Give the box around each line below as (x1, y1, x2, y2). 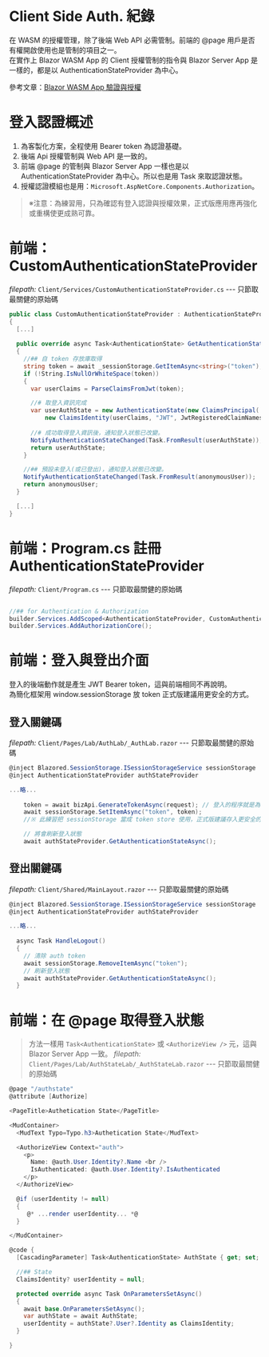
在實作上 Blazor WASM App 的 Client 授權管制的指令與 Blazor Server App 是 (9, 55, 259, 65)
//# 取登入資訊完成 (30, 399, 87, 407)
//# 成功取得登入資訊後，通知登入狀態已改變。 (30, 429, 164, 437)
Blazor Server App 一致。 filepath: (28, 1049, 141, 1059)
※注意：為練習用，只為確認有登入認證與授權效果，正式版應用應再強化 (28, 198, 258, 208)
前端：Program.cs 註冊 (9, 539, 162, 557)
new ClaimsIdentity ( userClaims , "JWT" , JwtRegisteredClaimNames (44, 414, 263, 422)
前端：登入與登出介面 (9, 651, 150, 670)
